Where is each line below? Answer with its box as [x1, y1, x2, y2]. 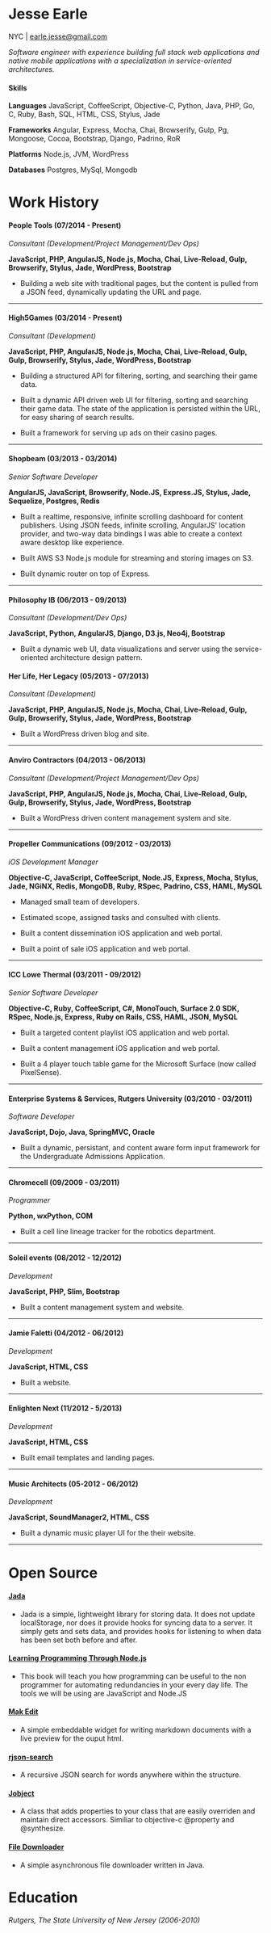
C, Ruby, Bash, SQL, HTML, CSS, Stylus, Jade [8, 110, 161, 120]
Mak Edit [8, 1707, 39, 1717]
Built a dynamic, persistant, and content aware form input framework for [19, 1143, 261, 1153]
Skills [8, 82, 27, 93]
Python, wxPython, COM [8, 1211, 94, 1221]
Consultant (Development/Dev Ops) [8, 613, 127, 623]
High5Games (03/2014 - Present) [8, 313, 123, 323]
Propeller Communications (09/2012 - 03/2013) [8, 839, 172, 849]
